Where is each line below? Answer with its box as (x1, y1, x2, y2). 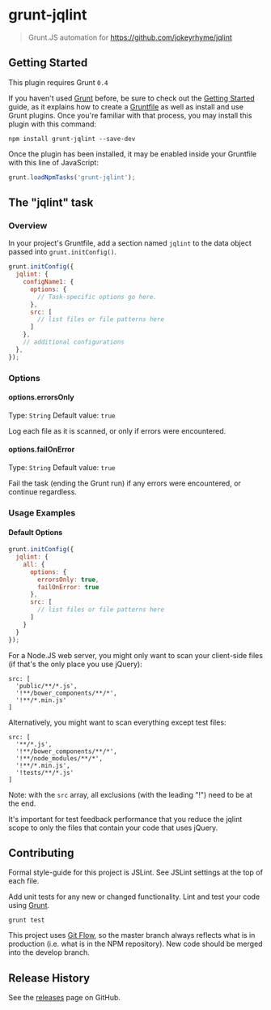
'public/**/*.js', (15, 682, 78, 690)
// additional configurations (23, 338, 125, 346)
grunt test (8, 916, 45, 925)
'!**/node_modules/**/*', (15, 754, 104, 763)
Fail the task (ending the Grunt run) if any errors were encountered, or (8, 478, 241, 488)
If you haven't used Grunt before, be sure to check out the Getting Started (8, 93, 255, 103)
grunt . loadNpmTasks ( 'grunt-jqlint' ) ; (8, 173, 136, 182)
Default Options (8, 527, 63, 537)
